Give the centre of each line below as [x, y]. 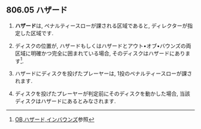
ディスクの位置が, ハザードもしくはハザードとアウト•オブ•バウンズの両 [103, 45]
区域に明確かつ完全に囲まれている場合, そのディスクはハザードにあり [100, 53]
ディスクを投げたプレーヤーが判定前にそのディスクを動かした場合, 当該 [102, 94]
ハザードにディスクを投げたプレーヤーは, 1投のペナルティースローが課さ [103, 73]
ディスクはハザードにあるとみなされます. [65, 101]
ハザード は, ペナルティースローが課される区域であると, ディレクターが [101, 26]
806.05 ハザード [37, 10]
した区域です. [37, 33]
